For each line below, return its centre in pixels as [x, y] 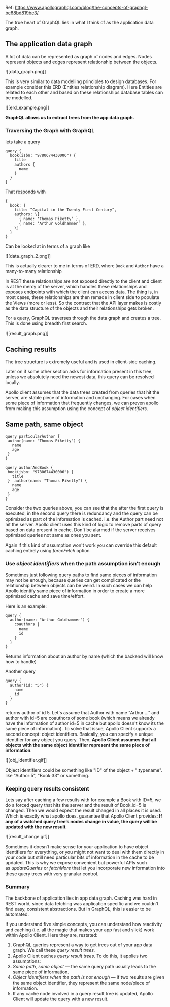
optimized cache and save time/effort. [45, 596]
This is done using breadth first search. [46, 323]
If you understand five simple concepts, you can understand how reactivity [84, 924]
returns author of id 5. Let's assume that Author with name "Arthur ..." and [82, 713]
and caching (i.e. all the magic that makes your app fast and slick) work [80, 930]
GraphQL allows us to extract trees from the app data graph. [70, 117]
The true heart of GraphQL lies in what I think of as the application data [79, 23]
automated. [17, 914]
